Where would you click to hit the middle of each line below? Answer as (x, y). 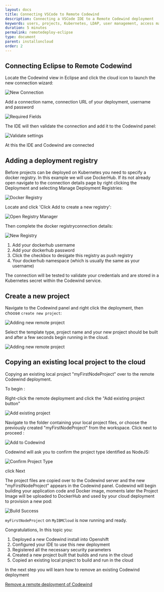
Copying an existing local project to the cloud (75, 362)
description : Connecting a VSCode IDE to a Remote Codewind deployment (79, 19)
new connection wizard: (29, 83)
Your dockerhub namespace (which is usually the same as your (76, 261)
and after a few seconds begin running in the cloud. (57, 337)
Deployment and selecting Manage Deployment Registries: (64, 188)
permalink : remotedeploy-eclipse (39, 32)
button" (13, 403)
